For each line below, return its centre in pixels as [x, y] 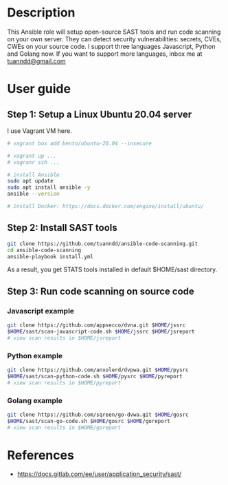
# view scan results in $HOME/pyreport [64, 383]
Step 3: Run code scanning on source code [101, 291]
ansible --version [33, 194]
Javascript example [41, 311]
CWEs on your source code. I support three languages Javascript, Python [111, 46]
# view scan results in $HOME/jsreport [64, 338]
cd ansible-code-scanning [44, 250]
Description [41, 13]
